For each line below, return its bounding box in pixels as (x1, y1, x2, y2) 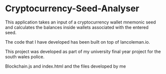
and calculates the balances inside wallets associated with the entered (5, 24, 149, 30)
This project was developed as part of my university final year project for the (5, 49, 162, 54)
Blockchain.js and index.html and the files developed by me (5, 63, 126, 69)
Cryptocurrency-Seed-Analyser (5, 3, 139, 14)
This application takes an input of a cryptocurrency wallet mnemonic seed (5, 19, 156, 25)
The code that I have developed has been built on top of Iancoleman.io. (5, 39, 150, 45)
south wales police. (5, 53, 44, 59)
